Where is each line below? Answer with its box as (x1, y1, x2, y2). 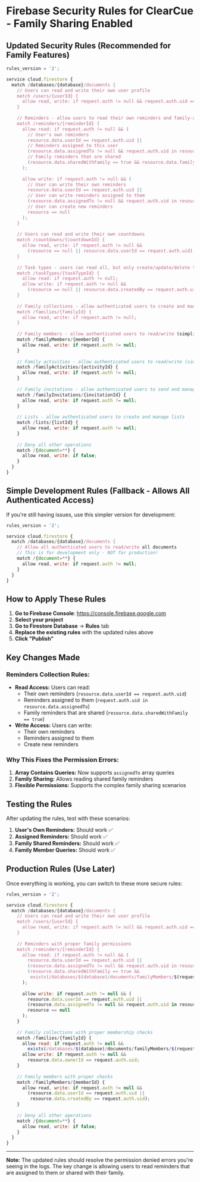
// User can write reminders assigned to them (27, 192, 145, 199)
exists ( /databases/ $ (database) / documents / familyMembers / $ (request (27, 1046, 196, 1052)
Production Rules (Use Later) (6, 864, 115, 874)
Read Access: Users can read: (14, 684, 90, 691)
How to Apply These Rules (6, 594, 106, 604)
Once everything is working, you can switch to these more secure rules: (6, 880, 183, 887)
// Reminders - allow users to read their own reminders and (17, 115, 171, 121)
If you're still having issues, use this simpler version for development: (6, 511, 176, 518)
